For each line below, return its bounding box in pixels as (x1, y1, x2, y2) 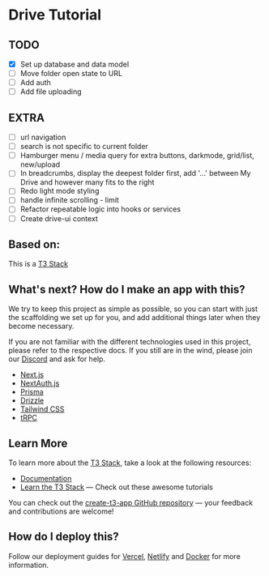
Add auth (19, 78, 51, 87)
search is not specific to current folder (19, 142, 148, 151)
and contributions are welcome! (8, 506, 115, 516)
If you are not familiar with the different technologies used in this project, (8, 337, 251, 347)
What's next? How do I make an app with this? (8, 282, 246, 297)
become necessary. (8, 322, 75, 331)
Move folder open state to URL (19, 69, 123, 79)
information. (8, 560, 49, 570)
